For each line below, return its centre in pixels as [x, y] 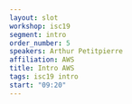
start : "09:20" [38, 85]
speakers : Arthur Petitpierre [66, 52]
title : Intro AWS [42, 69]
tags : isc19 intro [44, 77]
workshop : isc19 [40, 26]
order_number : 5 [40, 43]
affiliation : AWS [42, 60]
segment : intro [38, 34]
